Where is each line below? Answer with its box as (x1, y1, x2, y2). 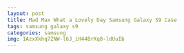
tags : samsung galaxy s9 (7, 23, 79, 30)
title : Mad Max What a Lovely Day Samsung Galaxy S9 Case (7, 17, 177, 23)
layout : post (7, 10, 45, 17)
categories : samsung (7, 29, 67, 36)
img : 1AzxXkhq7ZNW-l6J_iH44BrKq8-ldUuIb (7, 36, 125, 43)
